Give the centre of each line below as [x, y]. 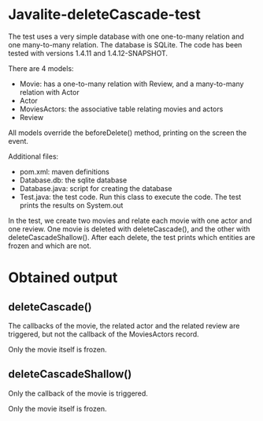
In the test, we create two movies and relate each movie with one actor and [130, 220]
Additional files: [33, 156]
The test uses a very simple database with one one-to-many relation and [126, 36]
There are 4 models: [41, 68]
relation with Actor [50, 92]
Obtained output [63, 278]
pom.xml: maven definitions [65, 171]
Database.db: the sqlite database [73, 180]
